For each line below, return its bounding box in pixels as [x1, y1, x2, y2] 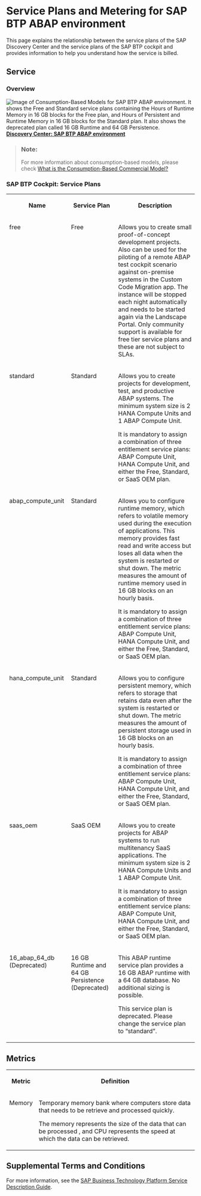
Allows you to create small [118, 223, 192, 232]
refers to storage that [118, 689, 178, 698]
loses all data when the [118, 549, 183, 558]
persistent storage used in [118, 726, 191, 735]
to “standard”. [118, 1027, 157, 1036]
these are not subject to [118, 343, 185, 351]
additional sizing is [118, 984, 170, 992]
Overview [6, 85, 35, 93]
